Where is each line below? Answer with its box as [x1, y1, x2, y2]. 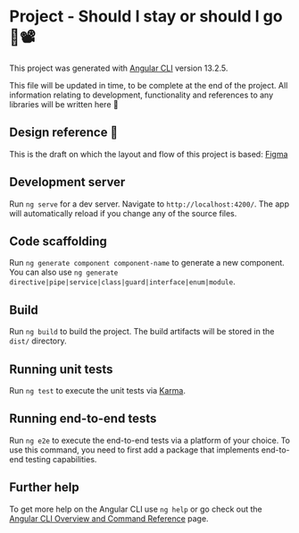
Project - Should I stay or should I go [9, 6, 283, 27]
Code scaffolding [9, 233, 107, 249]
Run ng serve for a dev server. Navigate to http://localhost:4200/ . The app [9, 199, 290, 209]
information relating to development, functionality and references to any [9, 89, 274, 100]
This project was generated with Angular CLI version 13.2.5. [9, 63, 228, 73]
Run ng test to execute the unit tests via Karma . [9, 385, 186, 395]
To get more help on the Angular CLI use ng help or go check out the [9, 503, 262, 514]
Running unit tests [9, 361, 113, 376]
